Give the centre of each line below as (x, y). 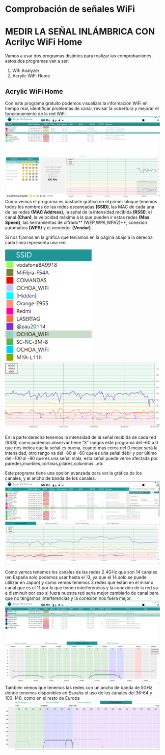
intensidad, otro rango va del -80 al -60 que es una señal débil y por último (81, 453)
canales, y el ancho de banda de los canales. (51, 478)
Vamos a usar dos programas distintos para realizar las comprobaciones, (79, 56)
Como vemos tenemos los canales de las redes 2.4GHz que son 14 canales (81, 572)
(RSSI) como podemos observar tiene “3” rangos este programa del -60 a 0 (82, 443)
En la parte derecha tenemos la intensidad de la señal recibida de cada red (81, 437)
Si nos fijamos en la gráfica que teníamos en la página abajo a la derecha (79, 237)
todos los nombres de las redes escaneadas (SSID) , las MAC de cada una (80, 207)
